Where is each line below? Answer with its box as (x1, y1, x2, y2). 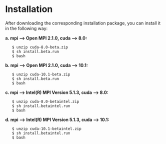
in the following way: (5, 25, 48, 31)
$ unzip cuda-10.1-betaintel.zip (11, 126, 81, 131)
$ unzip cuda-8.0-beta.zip (11, 44, 68, 49)
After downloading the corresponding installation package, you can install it (5, 20, 161, 26)
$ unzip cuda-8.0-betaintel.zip (11, 99, 79, 104)
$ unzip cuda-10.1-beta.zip (11, 71, 70, 77)
